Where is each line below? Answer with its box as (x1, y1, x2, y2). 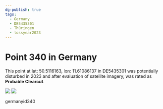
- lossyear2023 (9, 30, 41, 35)
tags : (5, 12, 16, 17)
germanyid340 (5, 98, 36, 104)
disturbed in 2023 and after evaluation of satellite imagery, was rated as (5, 73, 152, 79)
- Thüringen (9, 26, 35, 31)
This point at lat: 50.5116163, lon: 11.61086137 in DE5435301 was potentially (5, 68, 159, 74)
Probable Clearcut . (5, 78, 45, 84)
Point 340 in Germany (5, 52, 98, 63)
